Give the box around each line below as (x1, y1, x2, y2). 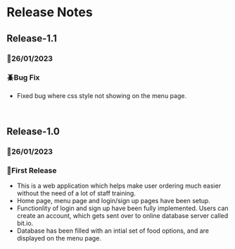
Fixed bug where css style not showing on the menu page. (16, 91, 187, 99)
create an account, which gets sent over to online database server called (16, 212, 229, 220)
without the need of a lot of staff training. (16, 189, 136, 198)
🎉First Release (6, 166, 57, 176)
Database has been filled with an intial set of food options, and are (16, 226, 209, 235)
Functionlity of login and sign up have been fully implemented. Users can (16, 204, 229, 212)
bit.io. (16, 219, 34, 228)
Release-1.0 (6, 126, 61, 138)
